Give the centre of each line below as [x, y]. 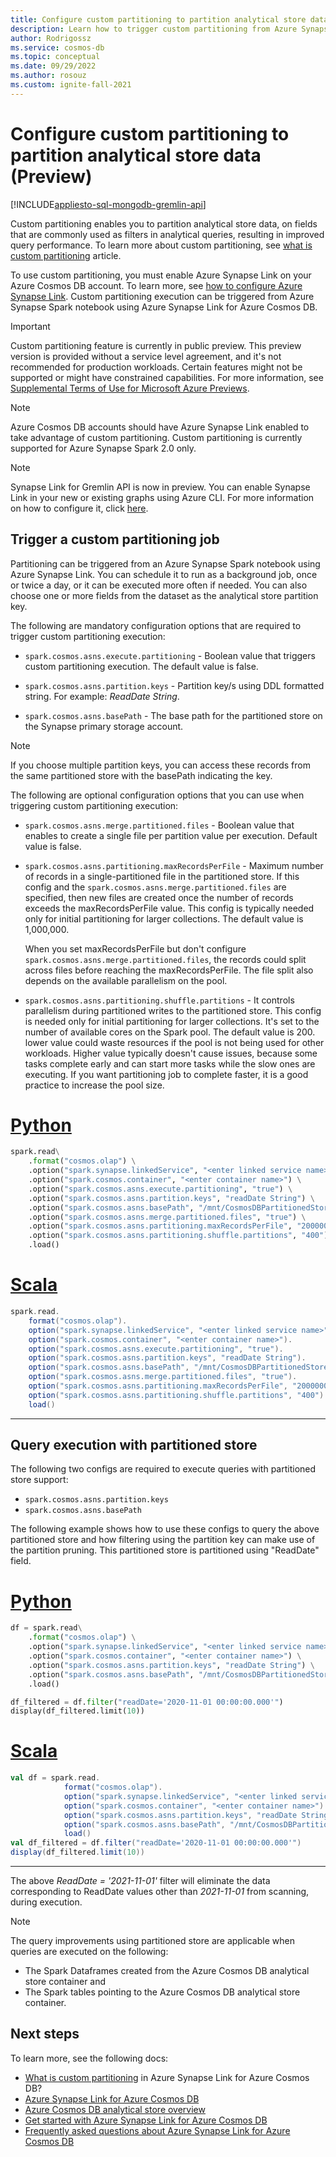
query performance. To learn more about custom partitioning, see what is [161, 245]
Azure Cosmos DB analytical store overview [115, 2109]
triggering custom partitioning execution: [94, 805]
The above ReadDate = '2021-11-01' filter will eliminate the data [140, 1881]
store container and [65, 1982]
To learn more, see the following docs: [89, 2058]
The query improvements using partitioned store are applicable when [152, 1941]
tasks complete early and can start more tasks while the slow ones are [170, 1063]
